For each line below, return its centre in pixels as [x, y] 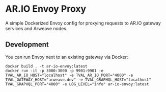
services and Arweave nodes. [36, 28]
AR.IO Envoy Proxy [46, 9]
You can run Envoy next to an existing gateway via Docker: [67, 57]
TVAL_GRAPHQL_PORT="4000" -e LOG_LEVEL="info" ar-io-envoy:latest [77, 84]
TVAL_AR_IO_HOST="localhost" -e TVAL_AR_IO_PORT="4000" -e [69, 75]
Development [27, 45]
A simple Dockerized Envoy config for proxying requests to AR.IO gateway [83, 23]
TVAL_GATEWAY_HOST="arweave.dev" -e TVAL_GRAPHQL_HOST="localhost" [78, 80]
